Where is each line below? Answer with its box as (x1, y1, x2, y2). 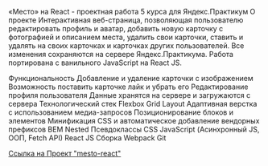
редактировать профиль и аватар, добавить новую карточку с (8, 24, 224, 33)
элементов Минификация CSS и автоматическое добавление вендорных (8, 116, 260, 125)
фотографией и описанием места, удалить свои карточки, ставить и (8, 32, 244, 42)
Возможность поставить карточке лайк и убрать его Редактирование (8, 82, 249, 91)
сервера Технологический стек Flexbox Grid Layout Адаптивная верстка (8, 99, 258, 108)
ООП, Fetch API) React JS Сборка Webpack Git (8, 133, 167, 143)
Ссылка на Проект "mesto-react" (8, 148, 122, 158)
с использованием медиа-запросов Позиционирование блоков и (8, 107, 233, 117)
